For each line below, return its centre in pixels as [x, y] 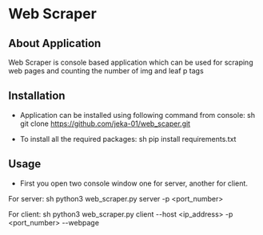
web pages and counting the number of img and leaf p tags [106, 71]
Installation [37, 96]
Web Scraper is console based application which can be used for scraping [131, 62]
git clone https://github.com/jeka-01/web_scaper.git [105, 123]
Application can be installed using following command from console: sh [137, 115]
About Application [55, 43]
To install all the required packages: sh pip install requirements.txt [128, 139]
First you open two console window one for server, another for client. [133, 183]
